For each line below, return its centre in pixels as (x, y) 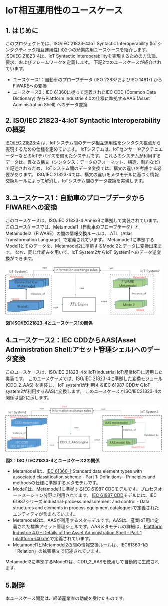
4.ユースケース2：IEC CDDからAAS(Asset (71, 340)
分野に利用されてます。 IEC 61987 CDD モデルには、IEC (100, 495)
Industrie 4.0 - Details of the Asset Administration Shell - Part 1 (77, 533)
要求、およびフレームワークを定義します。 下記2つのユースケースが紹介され (83, 62)
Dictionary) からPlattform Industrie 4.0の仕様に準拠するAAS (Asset (81, 98)
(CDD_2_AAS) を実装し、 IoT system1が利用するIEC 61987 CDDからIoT (78, 385)
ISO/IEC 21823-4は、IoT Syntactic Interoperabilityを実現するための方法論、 (83, 56)
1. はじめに (22, 30)
